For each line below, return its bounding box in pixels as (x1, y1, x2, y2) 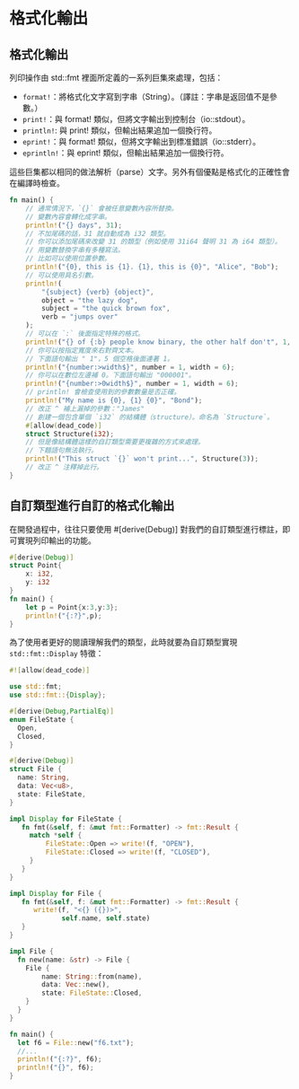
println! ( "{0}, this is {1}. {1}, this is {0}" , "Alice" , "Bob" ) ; (25, 262, 279, 271)
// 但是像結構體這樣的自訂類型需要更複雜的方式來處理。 (25, 437, 205, 447)
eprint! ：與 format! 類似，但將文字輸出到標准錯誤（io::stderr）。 (22, 136, 261, 146)
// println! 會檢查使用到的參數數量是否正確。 (25, 388, 181, 397)
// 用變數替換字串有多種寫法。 (25, 246, 125, 255)
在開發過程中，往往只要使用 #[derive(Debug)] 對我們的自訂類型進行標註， (9, 523, 283, 534)
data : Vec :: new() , (41, 980, 110, 989)
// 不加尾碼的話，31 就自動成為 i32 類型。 (25, 229, 171, 238)
